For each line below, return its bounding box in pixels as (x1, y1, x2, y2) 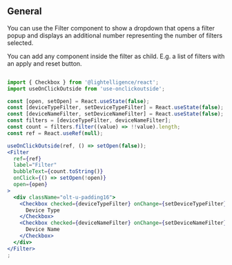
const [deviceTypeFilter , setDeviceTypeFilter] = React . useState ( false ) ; (7, 104, 224, 111)
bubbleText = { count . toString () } (13, 168, 104, 175)
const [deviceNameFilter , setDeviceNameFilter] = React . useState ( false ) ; (7, 111, 224, 118)
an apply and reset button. (7, 59, 82, 68)
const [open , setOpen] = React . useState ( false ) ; (7, 98, 150, 104)
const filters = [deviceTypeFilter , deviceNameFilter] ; (7, 117, 171, 124)
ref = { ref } (13, 155, 41, 162)
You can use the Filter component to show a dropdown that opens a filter (7, 24, 215, 32)
